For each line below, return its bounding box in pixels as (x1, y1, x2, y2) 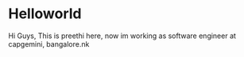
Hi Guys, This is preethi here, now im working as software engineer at (8, 31, 237, 40)
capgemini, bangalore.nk (8, 39, 90, 48)
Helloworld (8, 5, 82, 23)
